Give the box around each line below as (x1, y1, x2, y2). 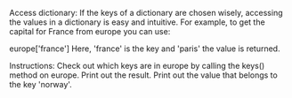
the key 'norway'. (9, 79, 73, 89)
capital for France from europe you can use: (9, 26, 171, 36)
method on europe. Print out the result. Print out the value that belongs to (9, 70, 278, 80)
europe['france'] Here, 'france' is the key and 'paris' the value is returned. (9, 43, 280, 54)
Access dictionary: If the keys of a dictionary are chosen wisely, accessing (9, 8, 283, 18)
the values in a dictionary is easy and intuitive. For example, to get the (9, 17, 265, 27)
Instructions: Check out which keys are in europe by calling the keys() (9, 61, 265, 71)
